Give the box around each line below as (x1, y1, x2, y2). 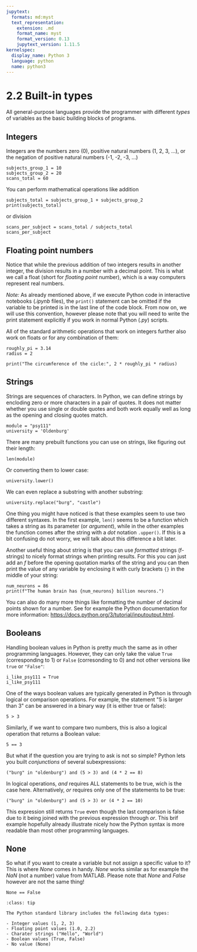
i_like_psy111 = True (6, 674, 59, 680)
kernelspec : (6, 47, 35, 53)
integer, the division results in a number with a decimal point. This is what (6, 267, 184, 274)
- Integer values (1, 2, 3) (6, 921, 75, 927)
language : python (11, 58, 54, 64)
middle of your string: (6, 571, 58, 578)
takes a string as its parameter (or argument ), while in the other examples (6, 522, 184, 529)
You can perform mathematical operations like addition (6, 186, 139, 193)
